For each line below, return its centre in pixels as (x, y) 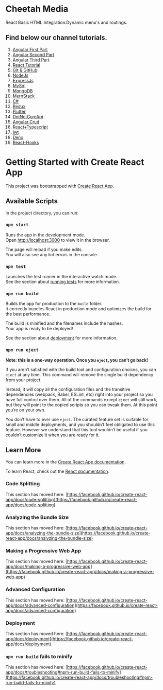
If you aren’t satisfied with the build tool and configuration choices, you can (81, 369)
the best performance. (28, 314)
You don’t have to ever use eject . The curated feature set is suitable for (77, 419)
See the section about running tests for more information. (63, 282)
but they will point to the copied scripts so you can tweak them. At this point (81, 405)
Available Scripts (32, 201)
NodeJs (20, 75)
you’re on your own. (25, 410)
